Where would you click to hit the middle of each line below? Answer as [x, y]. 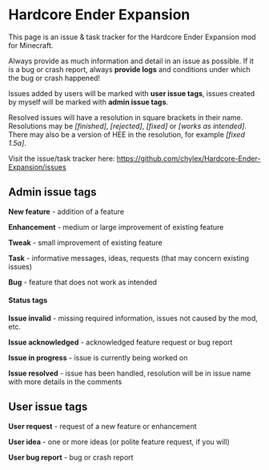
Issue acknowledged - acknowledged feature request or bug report [120, 342]
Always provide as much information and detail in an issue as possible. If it [131, 61]
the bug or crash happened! [54, 78]
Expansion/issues [37, 167]
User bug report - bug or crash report [71, 457]
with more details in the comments [65, 381]
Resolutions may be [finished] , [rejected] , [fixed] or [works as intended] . [127, 126]
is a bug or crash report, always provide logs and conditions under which [129, 69]
